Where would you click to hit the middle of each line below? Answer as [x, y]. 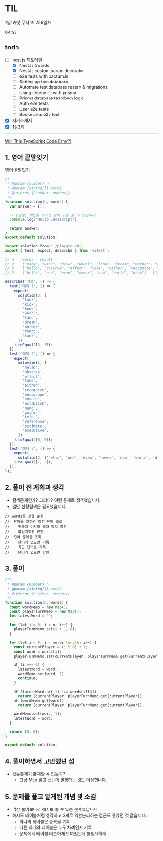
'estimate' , [35, 426]
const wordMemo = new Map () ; [39, 607]
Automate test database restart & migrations [63, 87]
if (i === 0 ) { [29, 665]
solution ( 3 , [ [32, 295]
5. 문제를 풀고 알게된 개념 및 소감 [50, 797]
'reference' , [36, 422]
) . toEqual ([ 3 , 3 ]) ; [33, 345]
